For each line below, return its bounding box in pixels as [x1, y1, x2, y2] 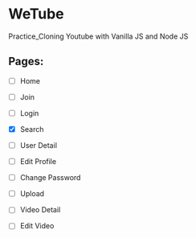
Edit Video [19, 221, 55, 231]
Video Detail [19, 205, 61, 215]
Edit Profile [19, 157, 57, 166]
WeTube [8, 5, 64, 23]
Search [19, 124, 44, 133]
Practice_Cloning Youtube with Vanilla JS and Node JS [8, 31, 189, 41]
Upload [19, 189, 45, 199]
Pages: [8, 55, 44, 68]
